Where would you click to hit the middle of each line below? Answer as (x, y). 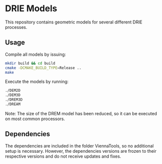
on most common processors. (35, 119)
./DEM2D (13, 91)
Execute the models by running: (37, 82)
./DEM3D (13, 95)
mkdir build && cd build (30, 63)
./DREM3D (14, 100)
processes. (16, 27)
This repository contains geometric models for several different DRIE (74, 22)
